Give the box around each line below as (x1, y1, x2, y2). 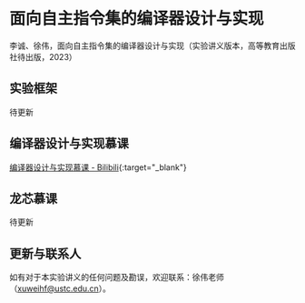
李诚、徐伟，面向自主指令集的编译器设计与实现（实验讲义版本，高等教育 (9, 40, 280, 51)
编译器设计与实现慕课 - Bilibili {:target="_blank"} (9, 161, 188, 173)
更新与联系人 (9, 246, 82, 261)
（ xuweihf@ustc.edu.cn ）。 (9, 283, 112, 294)
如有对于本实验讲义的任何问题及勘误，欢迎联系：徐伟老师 (9, 272, 224, 283)
